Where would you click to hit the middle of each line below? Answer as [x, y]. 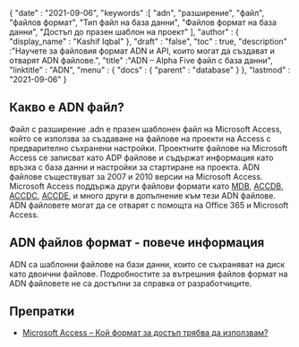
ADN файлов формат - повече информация [137, 243]
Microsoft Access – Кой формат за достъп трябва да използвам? [145, 333]
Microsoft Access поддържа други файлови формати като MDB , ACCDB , [146, 186]
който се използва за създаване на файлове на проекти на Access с [140, 139]
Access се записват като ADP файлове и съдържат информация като [141, 157]
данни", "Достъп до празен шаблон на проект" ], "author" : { [124, 32]
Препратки [42, 312]
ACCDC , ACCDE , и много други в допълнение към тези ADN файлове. [142, 195]
